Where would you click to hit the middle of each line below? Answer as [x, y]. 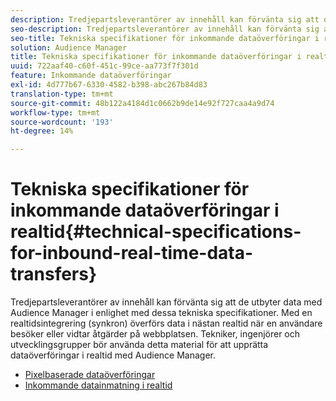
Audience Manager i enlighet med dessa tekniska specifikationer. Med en [161, 313]
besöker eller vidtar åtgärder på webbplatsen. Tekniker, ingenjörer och [155, 334]
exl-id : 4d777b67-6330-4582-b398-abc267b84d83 [109, 85]
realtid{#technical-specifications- [156, 232]
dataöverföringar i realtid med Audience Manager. [113, 355]
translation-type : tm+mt [62, 94]
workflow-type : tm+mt [55, 112]
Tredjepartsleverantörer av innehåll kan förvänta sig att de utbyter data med [166, 302]
